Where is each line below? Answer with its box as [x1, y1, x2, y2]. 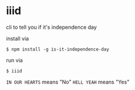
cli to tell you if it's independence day [6, 24, 97, 31]
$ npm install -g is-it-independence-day [6, 46, 110, 52]
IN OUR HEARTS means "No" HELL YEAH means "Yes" [6, 78, 130, 85]
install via [6, 35, 29, 42]
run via [6, 56, 23, 64]
